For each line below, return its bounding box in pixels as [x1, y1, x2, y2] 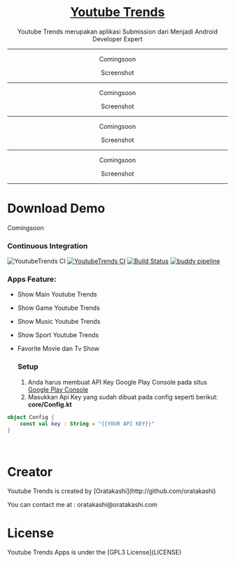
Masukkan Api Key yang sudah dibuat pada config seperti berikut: [27, 392, 218, 401]
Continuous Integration [7, 241, 88, 250]
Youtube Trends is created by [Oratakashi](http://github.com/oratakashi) [7, 487, 216, 495]
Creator [7, 464, 53, 480]
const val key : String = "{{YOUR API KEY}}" [20, 420, 155, 427]
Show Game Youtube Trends [17, 304, 100, 312]
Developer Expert [92, 34, 143, 43]
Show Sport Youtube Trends [17, 331, 99, 339]
